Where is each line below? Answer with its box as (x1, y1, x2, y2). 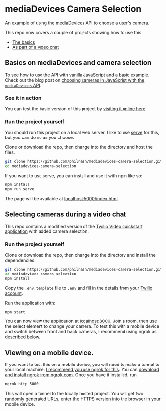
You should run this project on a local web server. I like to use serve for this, (5, 130, 160, 136)
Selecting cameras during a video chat (5, 210, 126, 219)
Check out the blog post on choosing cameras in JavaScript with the (5, 77, 145, 83)
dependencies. (5, 257, 36, 263)
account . (5, 290, 23, 296)
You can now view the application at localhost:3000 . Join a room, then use (5, 318, 157, 324)
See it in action (5, 94, 41, 101)
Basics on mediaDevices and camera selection (5, 58, 152, 67)
